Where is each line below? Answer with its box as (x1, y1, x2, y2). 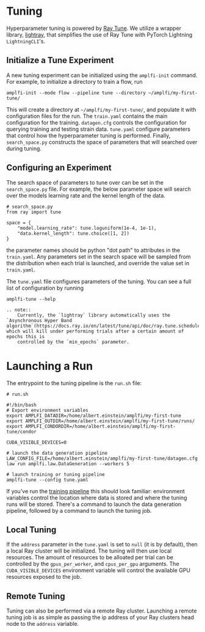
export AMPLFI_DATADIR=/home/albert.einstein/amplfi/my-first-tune (6, 413, 182, 419)
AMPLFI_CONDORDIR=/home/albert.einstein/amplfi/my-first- (25, 423, 176, 429)
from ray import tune (6, 209, 62, 215)
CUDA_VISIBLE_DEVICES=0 (6, 439, 67, 446)
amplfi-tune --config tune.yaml (6, 477, 88, 483)
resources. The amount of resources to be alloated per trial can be (6, 554, 174, 561)
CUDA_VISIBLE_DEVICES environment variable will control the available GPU (6, 567, 191, 574)
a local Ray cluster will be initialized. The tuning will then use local (6, 547, 172, 554)
